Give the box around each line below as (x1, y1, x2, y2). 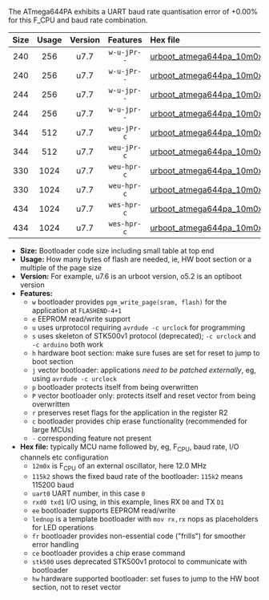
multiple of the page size (19, 263, 102, 272)
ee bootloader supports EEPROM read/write (31, 505, 176, 515)
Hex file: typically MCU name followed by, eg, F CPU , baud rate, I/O (19, 442, 239, 453)
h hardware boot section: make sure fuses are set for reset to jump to (31, 348, 260, 358)
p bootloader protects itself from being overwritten (31, 383, 199, 391)
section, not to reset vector (31, 582, 122, 592)
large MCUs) (31, 425, 74, 434)
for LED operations (31, 522, 94, 532)
